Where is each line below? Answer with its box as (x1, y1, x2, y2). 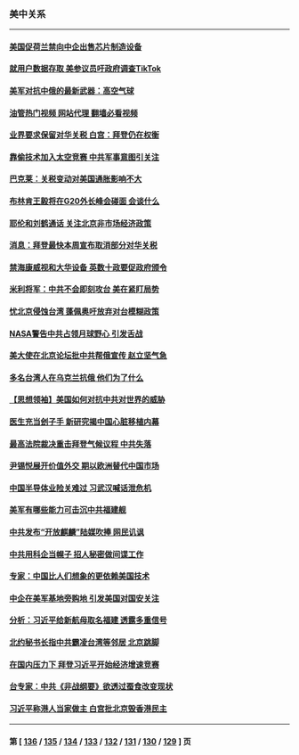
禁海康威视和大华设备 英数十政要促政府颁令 (9, 261, 167, 273)
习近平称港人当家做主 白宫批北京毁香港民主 (9, 702, 167, 714)
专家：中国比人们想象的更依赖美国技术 (9, 570, 149, 581)
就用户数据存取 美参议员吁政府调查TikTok (9, 63, 162, 74)
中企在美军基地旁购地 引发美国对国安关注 (9, 593, 160, 603)
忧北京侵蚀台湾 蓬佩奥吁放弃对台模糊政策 (9, 306, 160, 317)
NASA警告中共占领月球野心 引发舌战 (9, 328, 143, 339)
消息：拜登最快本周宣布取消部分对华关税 (9, 240, 158, 250)
